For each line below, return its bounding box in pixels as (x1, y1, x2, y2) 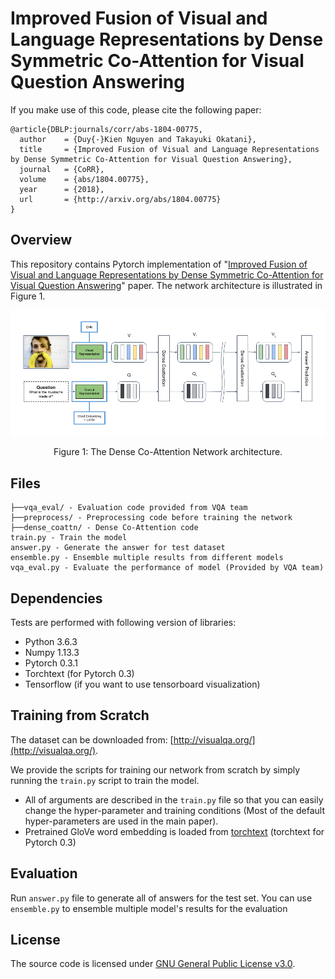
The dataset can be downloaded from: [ (10, 733, 174, 746)
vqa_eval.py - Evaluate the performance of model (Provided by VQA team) (10, 563, 325, 573)
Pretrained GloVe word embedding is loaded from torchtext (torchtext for (24, 825, 325, 837)
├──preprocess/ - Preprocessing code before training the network (10, 513, 293, 523)
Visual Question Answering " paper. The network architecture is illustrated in (10, 279, 323, 291)
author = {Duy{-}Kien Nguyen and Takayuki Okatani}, (19, 134, 257, 144)
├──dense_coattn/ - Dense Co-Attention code (10, 523, 199, 533)
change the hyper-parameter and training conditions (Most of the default (24, 804, 325, 816)
